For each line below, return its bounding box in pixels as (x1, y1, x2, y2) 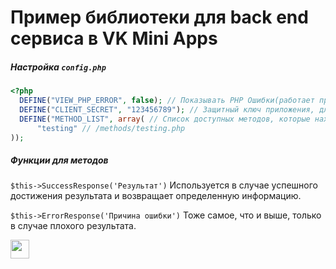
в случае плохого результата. (10, 220, 137, 232)
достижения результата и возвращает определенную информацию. (10, 190, 302, 202)
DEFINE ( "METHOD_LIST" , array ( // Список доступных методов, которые (19, 114, 311, 124)
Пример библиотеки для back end (10, 6, 309, 29)
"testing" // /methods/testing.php (36, 123, 186, 133)
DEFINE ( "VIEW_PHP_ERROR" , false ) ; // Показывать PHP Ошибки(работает (19, 96, 315, 106)
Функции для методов (10, 154, 109, 166)
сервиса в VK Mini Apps (10, 27, 218, 50)
